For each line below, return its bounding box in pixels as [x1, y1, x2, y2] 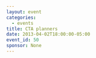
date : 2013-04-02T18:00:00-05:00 [6, 31, 91, 37]
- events [11, 20, 34, 26]
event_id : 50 [6, 37, 39, 43]
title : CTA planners [6, 25, 59, 32]
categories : [6, 14, 36, 21]
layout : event [6, 8, 42, 15]
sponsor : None [6, 43, 42, 49]
